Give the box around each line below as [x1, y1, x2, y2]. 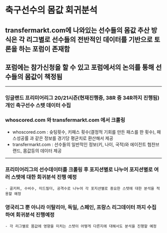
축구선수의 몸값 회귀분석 [5, 4, 98, 16]
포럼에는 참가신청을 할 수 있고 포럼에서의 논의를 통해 [5, 63, 155, 71]
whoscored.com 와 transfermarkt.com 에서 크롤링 [5, 117, 125, 124]
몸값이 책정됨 [24, 72, 63, 81]
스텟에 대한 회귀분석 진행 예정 [10, 173, 77, 180]
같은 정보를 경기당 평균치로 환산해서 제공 [35, 135, 113, 141]
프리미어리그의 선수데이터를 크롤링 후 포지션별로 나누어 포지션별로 [5, 166, 153, 173]
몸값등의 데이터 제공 [23, 148, 62, 154]
